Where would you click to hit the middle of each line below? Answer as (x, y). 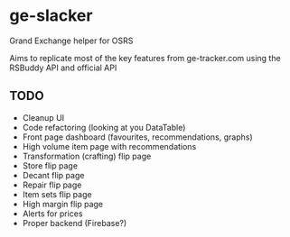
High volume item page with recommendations (109, 146)
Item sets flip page (57, 194)
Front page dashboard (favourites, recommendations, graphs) (137, 137)
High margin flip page (63, 204)
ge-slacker (51, 16)
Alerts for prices (52, 214)
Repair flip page (52, 185)
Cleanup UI (43, 117)
